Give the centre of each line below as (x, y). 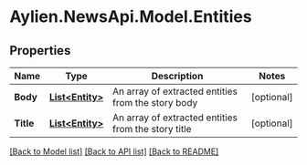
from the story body (155, 103)
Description (177, 76)
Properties (40, 51)
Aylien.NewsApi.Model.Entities (131, 17)
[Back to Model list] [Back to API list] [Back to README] (114, 151)
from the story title (152, 129)
